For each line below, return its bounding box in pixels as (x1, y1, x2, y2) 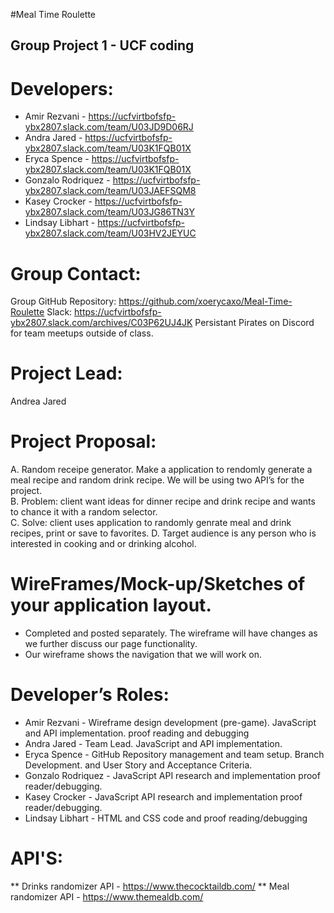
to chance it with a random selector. (10, 506, 158, 518)
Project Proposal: (10, 430, 157, 453)
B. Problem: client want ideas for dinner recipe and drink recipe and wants (10, 495, 316, 508)
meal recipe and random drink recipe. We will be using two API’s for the (10, 474, 305, 486)
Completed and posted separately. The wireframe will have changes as (24, 627, 318, 639)
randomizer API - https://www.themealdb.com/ (10, 890, 204, 903)
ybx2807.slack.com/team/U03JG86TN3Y (24, 206, 195, 218)
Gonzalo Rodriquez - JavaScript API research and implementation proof (24, 770, 321, 782)
